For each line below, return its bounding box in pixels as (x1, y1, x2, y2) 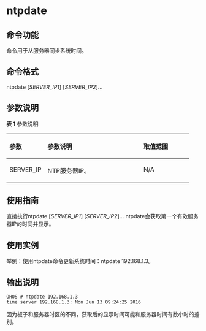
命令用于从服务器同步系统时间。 (6, 47, 87, 54)
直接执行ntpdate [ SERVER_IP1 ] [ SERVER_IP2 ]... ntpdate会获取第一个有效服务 (6, 213, 199, 220)
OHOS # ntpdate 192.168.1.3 (6, 294, 78, 300)
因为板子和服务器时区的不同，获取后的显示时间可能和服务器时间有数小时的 (6, 311, 194, 318)
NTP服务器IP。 (47, 166, 91, 175)
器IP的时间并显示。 (6, 220, 55, 227)
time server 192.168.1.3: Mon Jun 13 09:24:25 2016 (6, 299, 141, 305)
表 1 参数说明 (6, 120, 39, 127)
